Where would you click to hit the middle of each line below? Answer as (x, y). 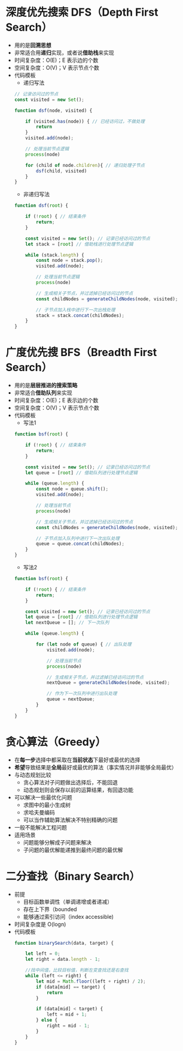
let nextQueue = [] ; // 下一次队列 (67, 623)
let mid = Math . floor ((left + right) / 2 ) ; (91, 981)
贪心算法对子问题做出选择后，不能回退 (70, 782)
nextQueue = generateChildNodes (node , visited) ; (108, 683)
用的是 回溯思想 (33, 45)
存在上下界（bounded (50, 909)
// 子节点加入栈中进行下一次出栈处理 (76, 310)
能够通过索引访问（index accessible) (68, 916)
